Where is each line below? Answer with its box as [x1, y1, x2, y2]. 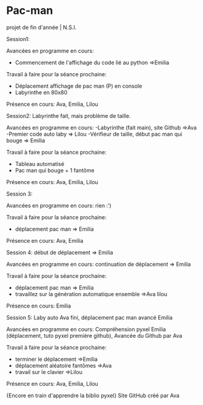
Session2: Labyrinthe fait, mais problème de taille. [6, 112, 131, 119]
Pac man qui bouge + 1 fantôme [15, 166, 95, 174]
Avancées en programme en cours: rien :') [6, 202, 112, 209]
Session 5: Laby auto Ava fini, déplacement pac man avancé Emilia [6, 314, 173, 321]
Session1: [6, 35, 30, 42]
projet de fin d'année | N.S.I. [6, 24, 77, 31]
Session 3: [6, 190, 33, 197]
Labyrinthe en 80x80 [15, 88, 68, 96]
